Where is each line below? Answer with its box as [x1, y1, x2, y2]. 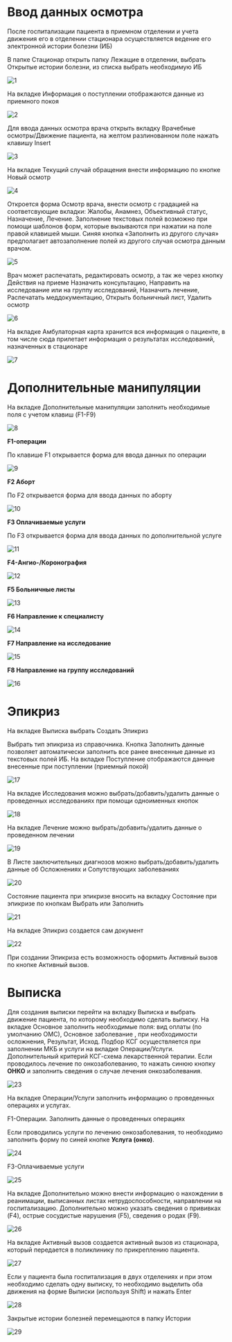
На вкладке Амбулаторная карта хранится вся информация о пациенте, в [7, 327, 226, 335]
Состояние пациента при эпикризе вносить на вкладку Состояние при [7, 891, 217, 900]
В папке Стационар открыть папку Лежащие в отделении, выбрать [7, 55, 206, 63]
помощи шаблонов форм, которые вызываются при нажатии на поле [7, 221, 213, 230]
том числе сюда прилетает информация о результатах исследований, [7, 335, 215, 343]
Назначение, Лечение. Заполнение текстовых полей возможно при [7, 215, 208, 223]
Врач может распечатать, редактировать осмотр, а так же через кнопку [7, 271, 224, 279]
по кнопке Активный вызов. [7, 960, 89, 968]
